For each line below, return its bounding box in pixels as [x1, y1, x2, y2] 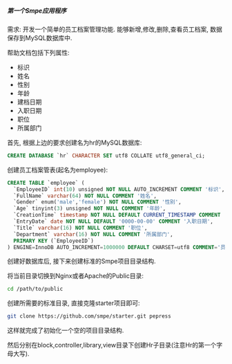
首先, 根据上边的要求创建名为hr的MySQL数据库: [7, 138, 142, 147]
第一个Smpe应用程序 [7, 6, 67, 15]
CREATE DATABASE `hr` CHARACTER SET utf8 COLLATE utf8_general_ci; [7, 152, 206, 159]
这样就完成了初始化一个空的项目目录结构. [7, 326, 124, 335]
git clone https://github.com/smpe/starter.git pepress [7, 313, 171, 320]
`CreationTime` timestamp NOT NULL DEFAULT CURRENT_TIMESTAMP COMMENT [13, 212, 221, 219]
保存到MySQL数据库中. [7, 33, 72, 42]
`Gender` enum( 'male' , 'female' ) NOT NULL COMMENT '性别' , [13, 199, 182, 206]
